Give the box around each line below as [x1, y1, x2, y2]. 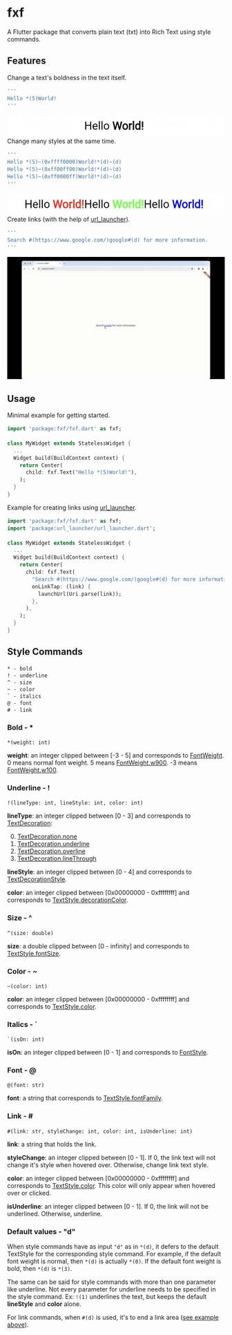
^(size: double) [7, 930, 54, 937]
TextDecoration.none [17, 832, 77, 841]
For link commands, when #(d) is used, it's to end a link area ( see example [7, 1314, 219, 1322]
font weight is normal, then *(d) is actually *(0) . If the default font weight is [7, 1257, 222, 1265]
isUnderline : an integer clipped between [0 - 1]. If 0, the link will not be [7, 1202, 209, 1210]
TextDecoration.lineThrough [17, 854, 97, 863]
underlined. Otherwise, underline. [7, 1209, 103, 1218]
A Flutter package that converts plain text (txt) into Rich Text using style [7, 28, 211, 36]
